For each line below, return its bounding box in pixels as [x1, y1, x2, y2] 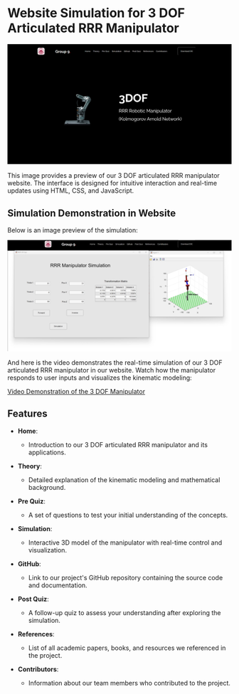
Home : [17, 427, 38, 435]
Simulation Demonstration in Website [7, 207, 176, 219]
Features [7, 407, 48, 420]
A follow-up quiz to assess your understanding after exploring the [28, 608, 221, 616]
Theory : [17, 461, 43, 470]
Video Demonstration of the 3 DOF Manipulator [7, 387, 146, 395]
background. [28, 483, 66, 491]
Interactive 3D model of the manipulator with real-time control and [28, 538, 223, 547]
